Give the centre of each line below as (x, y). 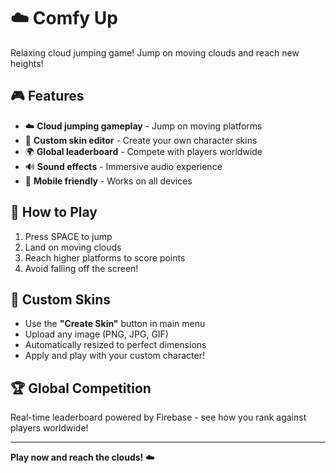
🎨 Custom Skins (61, 299)
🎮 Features (47, 96)
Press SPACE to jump (68, 236)
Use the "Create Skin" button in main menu (115, 324)
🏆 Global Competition (81, 388)
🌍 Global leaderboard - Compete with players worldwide (143, 151)
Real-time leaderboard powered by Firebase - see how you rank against (158, 417)
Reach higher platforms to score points (105, 257)
